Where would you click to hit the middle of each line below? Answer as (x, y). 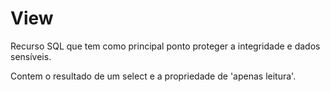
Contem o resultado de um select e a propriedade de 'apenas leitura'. (153, 76)
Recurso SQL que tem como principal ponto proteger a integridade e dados (165, 46)
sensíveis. (31, 56)
